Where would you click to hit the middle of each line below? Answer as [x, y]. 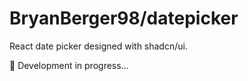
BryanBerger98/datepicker [124, 18]
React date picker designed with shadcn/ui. [98, 46]
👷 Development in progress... [69, 65]
